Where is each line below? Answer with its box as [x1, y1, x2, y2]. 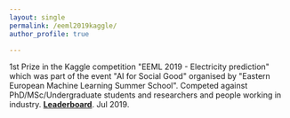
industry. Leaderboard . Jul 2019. [9, 99, 130, 110]
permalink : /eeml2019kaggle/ [9, 21, 117, 30]
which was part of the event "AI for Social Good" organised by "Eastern [9, 71, 271, 82]
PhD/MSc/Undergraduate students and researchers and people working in [9, 90, 282, 100]
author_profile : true [9, 29, 90, 38]
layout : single [9, 12, 66, 22]
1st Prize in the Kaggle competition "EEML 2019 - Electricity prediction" [9, 61, 270, 72]
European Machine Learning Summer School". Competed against [9, 81, 248, 91]
